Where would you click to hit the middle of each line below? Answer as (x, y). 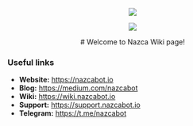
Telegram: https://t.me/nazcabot (73, 113)
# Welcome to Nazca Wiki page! (133, 42)
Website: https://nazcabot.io (66, 80)
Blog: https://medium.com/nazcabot (78, 88)
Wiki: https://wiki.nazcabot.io (67, 97)
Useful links (31, 62)
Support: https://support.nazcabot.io (79, 105)
